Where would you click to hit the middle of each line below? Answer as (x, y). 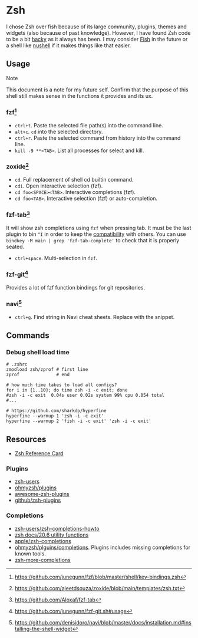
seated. (15, 246)
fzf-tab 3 (18, 214)
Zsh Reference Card (39, 453)
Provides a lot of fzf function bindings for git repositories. (76, 287)
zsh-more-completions (42, 560)
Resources (26, 439)
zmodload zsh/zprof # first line (47, 370)
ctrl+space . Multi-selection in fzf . (56, 258)
